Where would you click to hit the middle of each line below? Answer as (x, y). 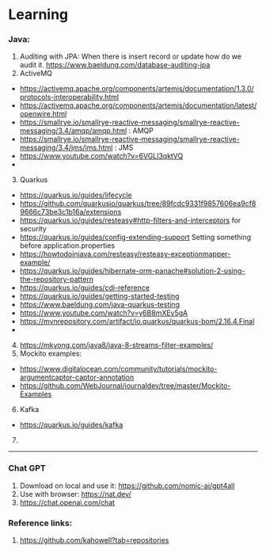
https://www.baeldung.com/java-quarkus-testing (100, 305)
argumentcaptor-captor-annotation (77, 377)
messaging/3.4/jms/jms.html (66, 147)
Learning (38, 15)
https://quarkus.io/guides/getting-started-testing (99, 296)
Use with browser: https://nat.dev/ (76, 494)
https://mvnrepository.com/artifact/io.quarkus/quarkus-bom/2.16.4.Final (137, 322)
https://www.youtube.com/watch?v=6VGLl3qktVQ (101, 156)
